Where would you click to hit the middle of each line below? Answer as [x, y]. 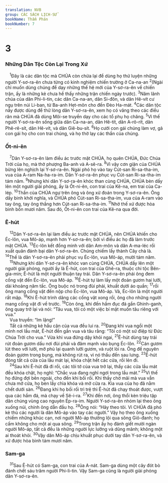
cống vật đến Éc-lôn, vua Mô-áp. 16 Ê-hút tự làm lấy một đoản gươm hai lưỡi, [83, 280]
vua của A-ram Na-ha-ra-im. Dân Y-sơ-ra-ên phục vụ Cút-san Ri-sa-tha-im [83, 175]
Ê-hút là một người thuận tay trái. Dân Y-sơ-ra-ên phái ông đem [89, 274]
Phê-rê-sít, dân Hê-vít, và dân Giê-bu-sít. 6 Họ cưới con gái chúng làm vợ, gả [84, 128]
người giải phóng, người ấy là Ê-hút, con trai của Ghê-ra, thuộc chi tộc [77, 269]
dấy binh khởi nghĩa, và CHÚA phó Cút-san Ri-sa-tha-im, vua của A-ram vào [84, 198]
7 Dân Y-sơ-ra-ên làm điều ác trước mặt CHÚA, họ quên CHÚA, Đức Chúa [85, 157]
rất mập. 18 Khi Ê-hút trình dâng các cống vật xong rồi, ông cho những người [83, 297]
